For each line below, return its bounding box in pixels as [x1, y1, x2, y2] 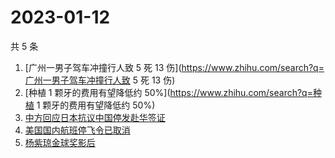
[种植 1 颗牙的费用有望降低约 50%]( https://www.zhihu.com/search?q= [24, 86, 313, 98]
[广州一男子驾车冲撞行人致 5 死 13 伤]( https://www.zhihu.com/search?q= [24, 61, 325, 73]
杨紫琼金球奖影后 [24, 136, 96, 148]
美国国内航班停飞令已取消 [24, 124, 131, 136]
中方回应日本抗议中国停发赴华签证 [24, 111, 166, 123]
